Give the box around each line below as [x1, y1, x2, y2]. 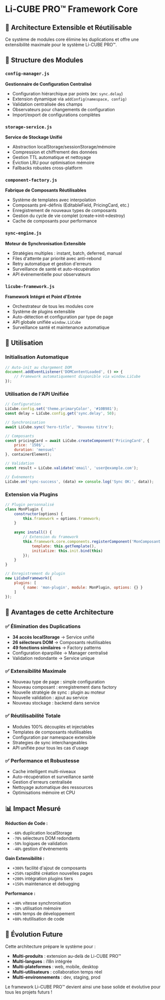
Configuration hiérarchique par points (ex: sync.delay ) [12, 90, 123, 96]
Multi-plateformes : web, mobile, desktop [12, 963, 99, 969]
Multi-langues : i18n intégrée [12, 958, 72, 964]
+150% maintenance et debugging [12, 880, 80, 887]
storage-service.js [5, 124, 52, 130]
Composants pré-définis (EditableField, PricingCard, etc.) [12, 202, 130, 208]
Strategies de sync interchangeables [12, 739, 88, 745]
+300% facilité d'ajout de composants [12, 865, 87, 871]
